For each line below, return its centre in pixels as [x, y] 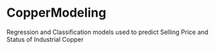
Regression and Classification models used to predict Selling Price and [108, 32]
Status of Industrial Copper [45, 39]
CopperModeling [57, 13]
